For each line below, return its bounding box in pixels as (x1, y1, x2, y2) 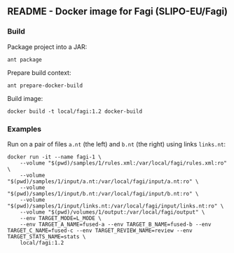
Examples (7, 124, 42, 134)
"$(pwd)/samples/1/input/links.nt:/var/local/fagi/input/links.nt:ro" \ (7, 203, 224, 210)
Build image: (7, 94, 43, 102)
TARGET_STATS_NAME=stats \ (7, 233, 86, 240)
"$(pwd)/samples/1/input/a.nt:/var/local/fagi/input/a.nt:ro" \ (7, 178, 199, 185)
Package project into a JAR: (7, 42, 88, 51)
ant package (7, 56, 42, 63)
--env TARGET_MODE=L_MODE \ (20, 214, 102, 221)
